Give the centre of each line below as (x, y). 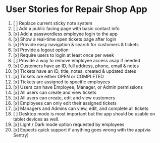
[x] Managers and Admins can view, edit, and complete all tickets (81, 108)
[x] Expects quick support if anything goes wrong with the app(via (82, 129)
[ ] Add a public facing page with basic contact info (66, 28)
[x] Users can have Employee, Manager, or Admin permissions (78, 87)
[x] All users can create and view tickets (55, 92)
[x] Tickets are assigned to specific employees (62, 82)
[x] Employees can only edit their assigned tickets (65, 103)
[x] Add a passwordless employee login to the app (65, 34)
